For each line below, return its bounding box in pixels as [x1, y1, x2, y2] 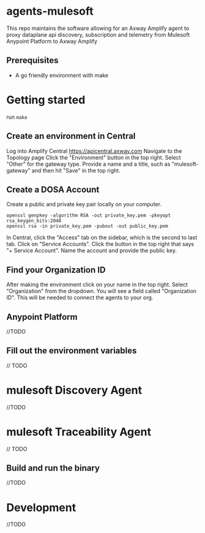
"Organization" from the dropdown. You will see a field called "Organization [6, 288, 197, 295]
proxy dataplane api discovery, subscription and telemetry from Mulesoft [6, 31, 190, 38]
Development [6, 501, 76, 515]
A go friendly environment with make [15, 72, 109, 79]
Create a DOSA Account [6, 184, 100, 195]
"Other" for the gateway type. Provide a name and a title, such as [6, 160, 171, 168]
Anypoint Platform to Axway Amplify [6, 37, 98, 45]
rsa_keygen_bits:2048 [6, 218, 62, 224]
